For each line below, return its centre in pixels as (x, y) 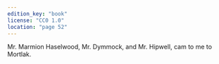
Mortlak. (19, 54)
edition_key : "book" (38, 14)
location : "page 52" (38, 27)
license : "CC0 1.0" (36, 20)
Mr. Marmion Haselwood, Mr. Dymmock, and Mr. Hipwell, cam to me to (110, 47)
